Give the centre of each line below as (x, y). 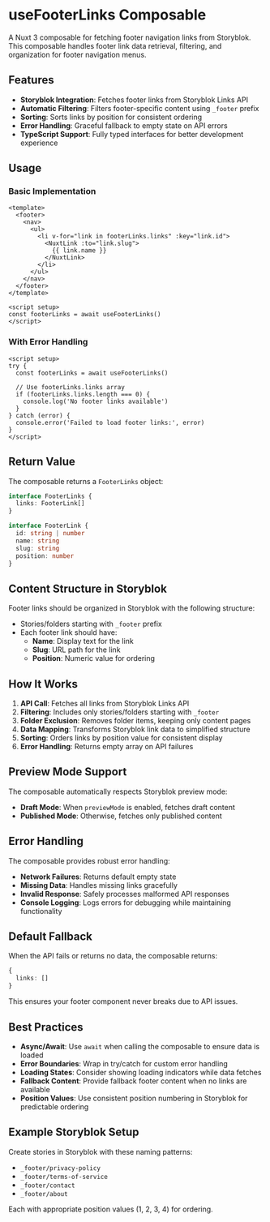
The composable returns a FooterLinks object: (86, 481)
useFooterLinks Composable (107, 15)
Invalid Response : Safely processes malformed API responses (124, 894)
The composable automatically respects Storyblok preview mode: (118, 791)
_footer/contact (47, 1186)
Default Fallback (51, 937)
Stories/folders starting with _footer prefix (91, 624)
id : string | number (50, 534)
